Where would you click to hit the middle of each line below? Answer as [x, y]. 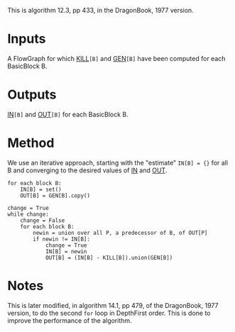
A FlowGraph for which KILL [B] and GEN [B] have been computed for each [116, 58]
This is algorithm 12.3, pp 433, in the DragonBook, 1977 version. [100, 10]
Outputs [32, 95]
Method [31, 143]
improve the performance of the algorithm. [70, 320]
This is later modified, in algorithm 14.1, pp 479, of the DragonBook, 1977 [113, 305]
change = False [43, 220]
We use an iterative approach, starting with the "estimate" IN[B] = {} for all [118, 162]
